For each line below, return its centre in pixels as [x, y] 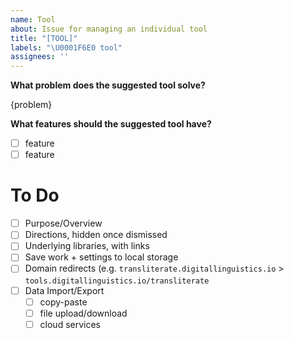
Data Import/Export [64, 290]
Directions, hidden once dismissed [96, 235]
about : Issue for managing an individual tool [109, 29]
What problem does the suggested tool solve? [108, 85]
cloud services [70, 324]
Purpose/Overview [63, 223]
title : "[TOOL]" [44, 38]
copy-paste [63, 302]
